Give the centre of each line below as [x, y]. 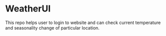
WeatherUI [28, 9]
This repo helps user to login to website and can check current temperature [83, 22]
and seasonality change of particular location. [52, 27]
